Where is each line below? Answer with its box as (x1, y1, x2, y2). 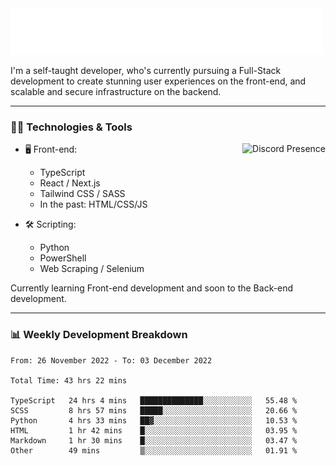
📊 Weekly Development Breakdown (10, 328, 188, 342)
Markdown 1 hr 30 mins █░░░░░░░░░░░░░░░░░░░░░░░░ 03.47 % (10, 435, 298, 446)
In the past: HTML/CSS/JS (39, 198, 148, 211)
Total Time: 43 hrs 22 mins (10, 375, 128, 386)
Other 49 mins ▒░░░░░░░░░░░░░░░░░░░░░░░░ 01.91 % (10, 445, 298, 456)
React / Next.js (39, 177, 101, 189)
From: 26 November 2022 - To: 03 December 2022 (10, 355, 213, 366)
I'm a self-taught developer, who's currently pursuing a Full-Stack (10, 65, 282, 76)
